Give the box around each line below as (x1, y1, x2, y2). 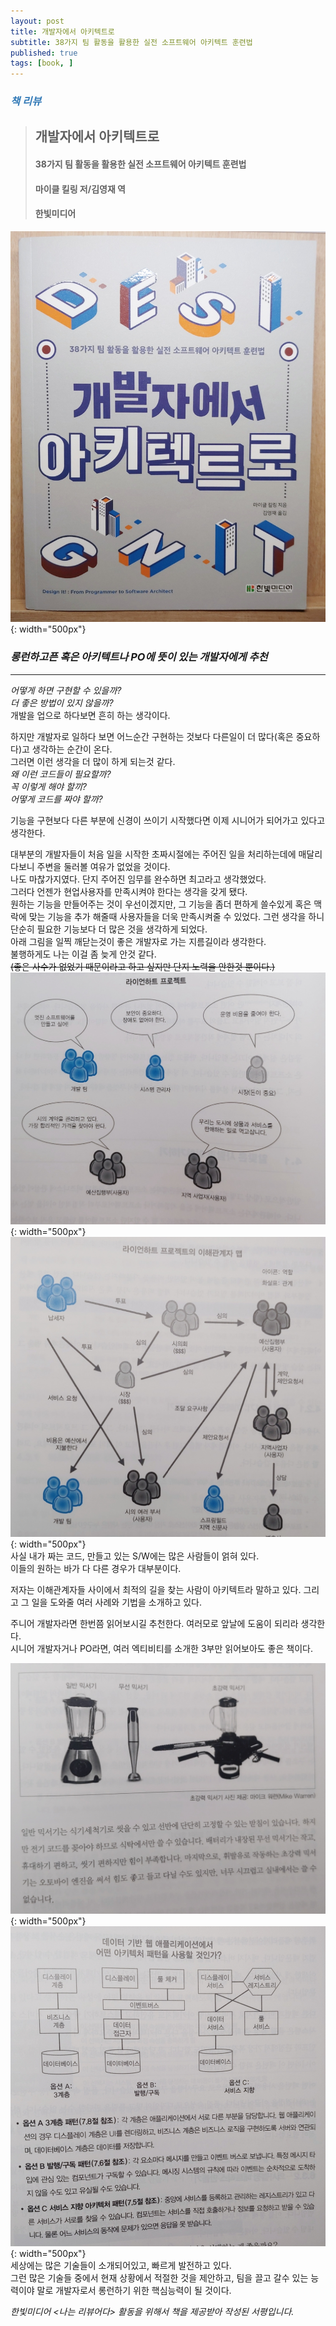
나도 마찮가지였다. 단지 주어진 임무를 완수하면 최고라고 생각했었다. (10, 873, 267, 885)
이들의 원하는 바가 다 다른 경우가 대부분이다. (10, 1563, 182, 1575)
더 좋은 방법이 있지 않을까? (10, 696, 114, 709)
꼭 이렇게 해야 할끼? (10, 780, 88, 792)
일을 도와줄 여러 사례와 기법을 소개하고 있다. (31, 1596, 203, 1609)
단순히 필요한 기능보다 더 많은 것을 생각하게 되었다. (10, 923, 208, 935)
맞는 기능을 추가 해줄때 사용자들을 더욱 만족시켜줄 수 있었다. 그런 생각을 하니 (28, 910, 325, 922)
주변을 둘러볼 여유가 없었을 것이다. (36, 860, 171, 872)
